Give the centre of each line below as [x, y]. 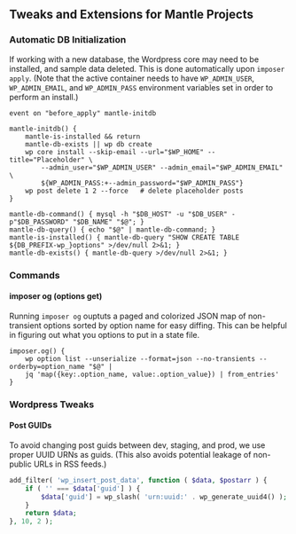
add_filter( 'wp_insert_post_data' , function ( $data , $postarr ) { [138, 480]
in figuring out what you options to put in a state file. [105, 334]
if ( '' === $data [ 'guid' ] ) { [83, 488]
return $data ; [51, 514]
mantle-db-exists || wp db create [89, 144]
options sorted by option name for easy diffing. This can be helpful [165, 325]
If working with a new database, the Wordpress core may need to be [134, 59]
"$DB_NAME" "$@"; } [108, 222]
